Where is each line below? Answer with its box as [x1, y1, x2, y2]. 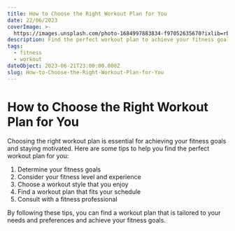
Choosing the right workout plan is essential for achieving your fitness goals [7, 137, 227, 146]
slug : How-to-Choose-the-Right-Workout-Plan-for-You [7, 69, 164, 76]
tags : [7, 43, 23, 50]
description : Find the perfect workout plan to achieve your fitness [7, 36, 215, 43]
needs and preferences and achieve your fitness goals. [7, 216, 166, 225]
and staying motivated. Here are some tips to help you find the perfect [7, 144, 210, 153]
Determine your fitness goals [17, 165, 101, 174]
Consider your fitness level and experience [17, 173, 141, 181]
